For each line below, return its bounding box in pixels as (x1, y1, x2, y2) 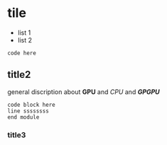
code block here (7, 101, 55, 108)
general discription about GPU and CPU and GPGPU (7, 87, 160, 96)
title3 (7, 129, 26, 139)
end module (7, 113, 40, 121)
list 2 (17, 35, 33, 44)
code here (7, 50, 37, 57)
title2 (7, 69, 31, 81)
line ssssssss (7, 108, 50, 115)
